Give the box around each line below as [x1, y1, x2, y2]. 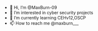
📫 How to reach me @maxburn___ [9, 20, 79, 26]
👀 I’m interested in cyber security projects [9, 10, 94, 15]
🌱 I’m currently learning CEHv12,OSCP [9, 15, 86, 20]
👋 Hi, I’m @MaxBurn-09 [9, 5, 57, 10]
